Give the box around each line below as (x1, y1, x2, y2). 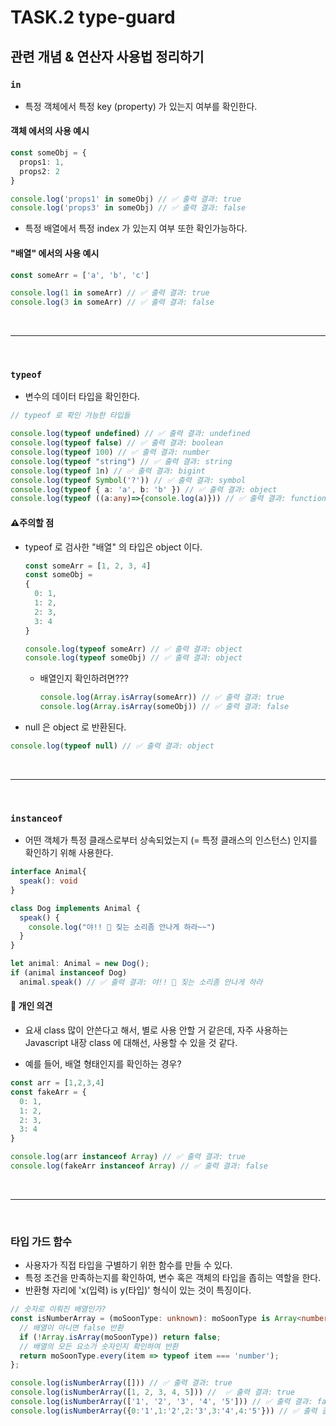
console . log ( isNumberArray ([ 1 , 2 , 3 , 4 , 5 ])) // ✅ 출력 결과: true (10, 1387, 295, 1398)
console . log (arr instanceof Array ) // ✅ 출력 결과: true (10, 1152, 247, 1162)
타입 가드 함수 (10, 1234, 73, 1248)
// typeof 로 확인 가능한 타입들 (10, 411, 131, 421)
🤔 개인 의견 (10, 1000, 53, 1012)
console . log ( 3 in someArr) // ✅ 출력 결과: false (10, 297, 215, 308)
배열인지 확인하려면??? (39, 672, 129, 685)
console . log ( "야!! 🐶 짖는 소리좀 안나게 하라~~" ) (28, 922, 217, 932)
